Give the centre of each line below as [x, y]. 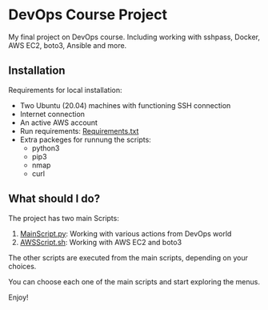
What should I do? [54, 199]
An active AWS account [59, 123]
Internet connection [52, 114]
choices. [22, 266]
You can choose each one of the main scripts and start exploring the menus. [134, 281]
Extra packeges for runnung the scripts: [86, 139]
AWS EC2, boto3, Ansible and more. [68, 45]
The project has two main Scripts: [64, 218]
